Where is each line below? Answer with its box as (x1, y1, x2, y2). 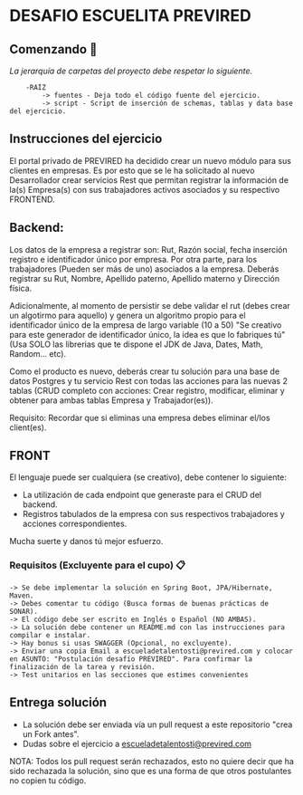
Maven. (9, 590, 34, 600)
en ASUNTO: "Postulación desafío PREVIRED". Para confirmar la (9, 654, 253, 664)
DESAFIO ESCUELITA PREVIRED (9, 5, 251, 26)
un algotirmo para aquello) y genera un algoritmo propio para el (9, 310, 246, 321)
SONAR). (9, 607, 39, 616)
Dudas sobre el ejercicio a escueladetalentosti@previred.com (22, 738, 251, 749)
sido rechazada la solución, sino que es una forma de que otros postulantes (9, 765, 292, 776)
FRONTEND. (9, 194, 56, 205)
